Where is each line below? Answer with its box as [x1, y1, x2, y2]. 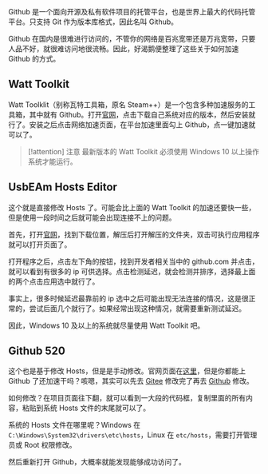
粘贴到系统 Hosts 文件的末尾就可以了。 [22, 403, 150, 413]
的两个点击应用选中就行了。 [8, 277, 100, 286]
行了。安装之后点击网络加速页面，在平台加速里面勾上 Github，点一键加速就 [8, 119, 256, 129]
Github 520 [8, 345, 66, 358]
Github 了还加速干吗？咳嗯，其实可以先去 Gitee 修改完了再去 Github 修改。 [8, 376, 254, 386]
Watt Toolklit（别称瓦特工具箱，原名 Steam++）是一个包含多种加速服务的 [8, 99, 249, 110]
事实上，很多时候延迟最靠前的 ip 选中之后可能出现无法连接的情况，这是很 [8, 293, 249, 303]
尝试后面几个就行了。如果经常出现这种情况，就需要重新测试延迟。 [29, 303, 246, 313]
